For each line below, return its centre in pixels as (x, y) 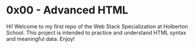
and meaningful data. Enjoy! (41, 39)
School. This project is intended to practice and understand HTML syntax (96, 32)
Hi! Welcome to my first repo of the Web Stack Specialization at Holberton (97, 26)
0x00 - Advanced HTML (67, 10)
